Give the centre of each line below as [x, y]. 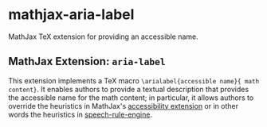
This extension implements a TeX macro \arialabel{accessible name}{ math [134, 80]
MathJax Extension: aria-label [87, 62]
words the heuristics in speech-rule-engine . [80, 114]
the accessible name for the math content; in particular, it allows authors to [131, 98]
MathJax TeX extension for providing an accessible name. [104, 37]
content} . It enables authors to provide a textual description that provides [129, 89]
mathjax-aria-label [71, 15]
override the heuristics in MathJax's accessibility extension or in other [124, 106]
